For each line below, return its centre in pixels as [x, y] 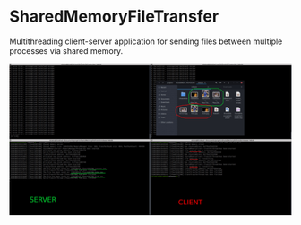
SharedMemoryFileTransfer [114, 17]
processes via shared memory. [66, 50]
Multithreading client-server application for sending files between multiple [146, 41]
